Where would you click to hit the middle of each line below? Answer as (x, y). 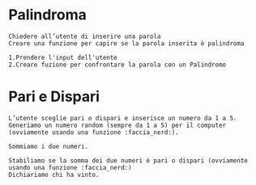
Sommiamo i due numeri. (49, 146)
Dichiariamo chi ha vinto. (54, 174)
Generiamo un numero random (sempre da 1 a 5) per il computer (117, 125)
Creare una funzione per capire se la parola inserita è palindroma (126, 43)
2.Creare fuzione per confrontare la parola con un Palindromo (117, 65)
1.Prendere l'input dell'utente (63, 57)
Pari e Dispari (54, 97)
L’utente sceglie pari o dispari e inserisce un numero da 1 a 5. (123, 118)
